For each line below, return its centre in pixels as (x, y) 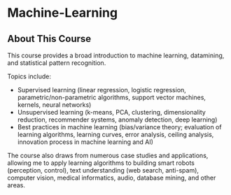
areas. (16, 185)
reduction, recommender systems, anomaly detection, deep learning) (117, 120)
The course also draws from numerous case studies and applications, (108, 156)
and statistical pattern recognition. (57, 63)
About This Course (49, 39)
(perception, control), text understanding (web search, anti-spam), (103, 170)
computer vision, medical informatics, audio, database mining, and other (112, 178)
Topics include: (29, 76)
